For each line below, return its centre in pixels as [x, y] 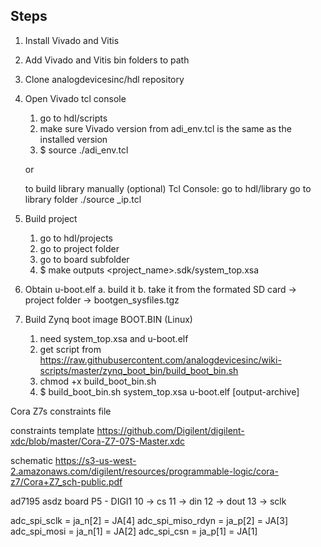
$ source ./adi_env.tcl [84, 150]
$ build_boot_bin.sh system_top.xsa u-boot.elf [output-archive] [169, 391]
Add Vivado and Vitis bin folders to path [107, 60]
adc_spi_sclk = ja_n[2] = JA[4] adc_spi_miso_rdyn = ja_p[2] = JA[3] [149, 520]
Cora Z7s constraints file [61, 411]
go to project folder [79, 248]
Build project [51, 218]
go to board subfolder [84, 259]
